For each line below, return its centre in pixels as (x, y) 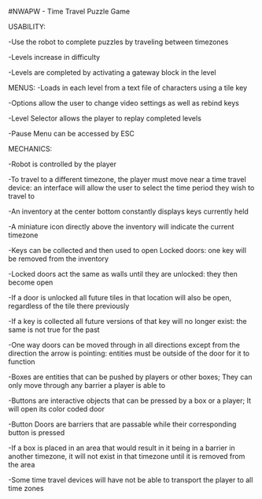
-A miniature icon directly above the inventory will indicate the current (121, 227)
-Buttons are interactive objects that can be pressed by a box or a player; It (130, 400)
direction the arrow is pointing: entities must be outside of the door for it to (129, 353)
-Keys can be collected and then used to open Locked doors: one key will (127, 250)
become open (31, 282)
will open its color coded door (56, 409)
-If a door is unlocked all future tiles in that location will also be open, (120, 298)
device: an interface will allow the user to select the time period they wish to (131, 188)
